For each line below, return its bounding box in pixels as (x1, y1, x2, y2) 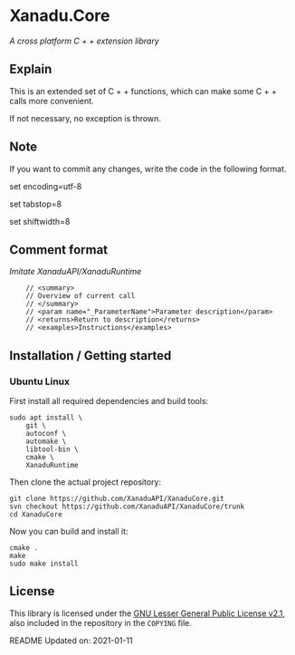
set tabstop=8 (9, 198, 62, 209)
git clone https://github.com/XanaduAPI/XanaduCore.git (9, 495, 224, 504)
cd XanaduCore (9, 510, 63, 519)
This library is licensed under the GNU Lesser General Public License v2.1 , (9, 608, 286, 619)
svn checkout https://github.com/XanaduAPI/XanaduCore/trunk (9, 502, 245, 512)
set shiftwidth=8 (9, 216, 71, 226)
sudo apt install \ (9, 413, 83, 422)
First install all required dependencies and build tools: (9, 396, 209, 407)
